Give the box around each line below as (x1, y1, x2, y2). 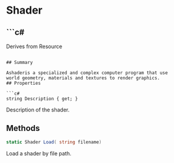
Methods (6, 123, 40, 133)
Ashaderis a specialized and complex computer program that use (6, 70, 168, 76)
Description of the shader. (6, 106, 70, 113)
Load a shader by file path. (6, 149, 72, 157)
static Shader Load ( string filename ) (6, 139, 102, 145)
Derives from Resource (6, 43, 63, 50)
